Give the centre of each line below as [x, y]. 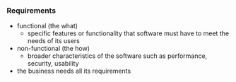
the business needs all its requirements [74, 71]
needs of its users [54, 41]
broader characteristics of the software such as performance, [117, 56]
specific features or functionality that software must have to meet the [128, 33]
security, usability [53, 64]
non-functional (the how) [53, 49]
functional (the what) [47, 26]
